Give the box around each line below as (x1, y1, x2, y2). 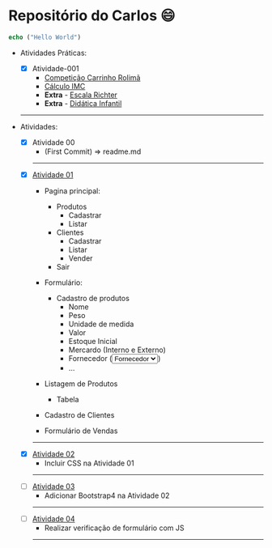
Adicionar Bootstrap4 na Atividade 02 (44, 491, 170, 500)
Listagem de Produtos (44, 379, 118, 389)
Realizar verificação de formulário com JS (44, 523, 185, 533)
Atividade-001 (32, 63, 79, 73)
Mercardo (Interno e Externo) (68, 345, 166, 355)
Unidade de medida (68, 319, 134, 329)
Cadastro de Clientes (44, 410, 115, 419)
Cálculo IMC (44, 81, 86, 91)
